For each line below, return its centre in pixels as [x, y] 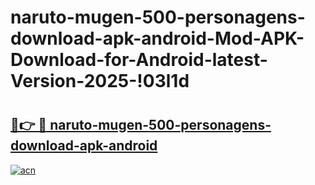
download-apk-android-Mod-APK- [157, 38]
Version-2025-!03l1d [100, 81]
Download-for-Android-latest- [139, 60]
